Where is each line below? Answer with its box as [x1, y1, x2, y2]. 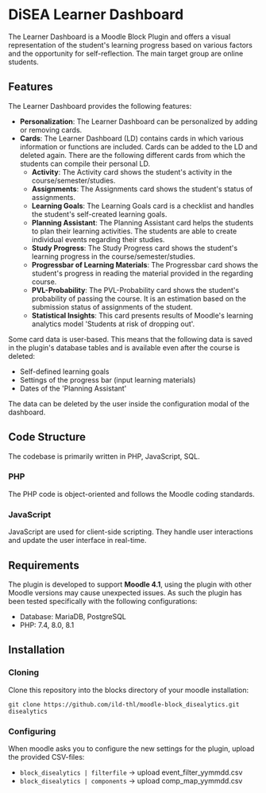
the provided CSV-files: [8, 752, 85, 761]
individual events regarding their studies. [31, 234, 165, 244]
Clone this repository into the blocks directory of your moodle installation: [8, 685, 249, 695]
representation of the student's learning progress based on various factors [8, 40, 253, 49]
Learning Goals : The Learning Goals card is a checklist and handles [31, 201, 254, 210]
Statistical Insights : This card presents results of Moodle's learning [31, 310, 254, 320]
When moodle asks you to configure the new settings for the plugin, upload [8, 744, 255, 753]
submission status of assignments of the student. [31, 302, 193, 311]
